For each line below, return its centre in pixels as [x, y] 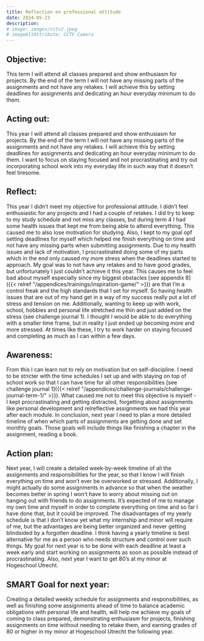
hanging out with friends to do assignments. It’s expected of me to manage [100, 501]
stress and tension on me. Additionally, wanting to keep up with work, [93, 303]
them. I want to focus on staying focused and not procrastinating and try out [102, 160]
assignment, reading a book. [42, 434]
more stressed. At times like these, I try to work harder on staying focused [99, 329]
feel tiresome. [23, 172]
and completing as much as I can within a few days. [71, 336]
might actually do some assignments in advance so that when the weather [100, 487]
